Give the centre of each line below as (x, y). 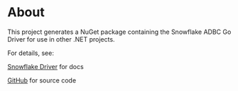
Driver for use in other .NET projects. (61, 39)
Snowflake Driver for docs (45, 66)
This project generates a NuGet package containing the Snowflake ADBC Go (119, 32)
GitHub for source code (42, 80)
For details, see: (31, 53)
